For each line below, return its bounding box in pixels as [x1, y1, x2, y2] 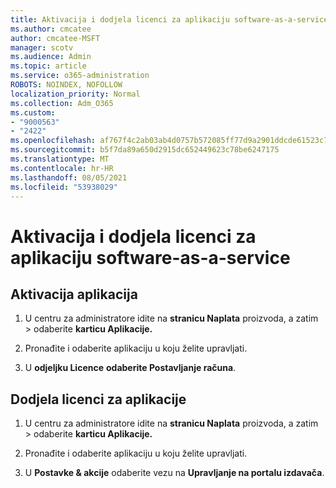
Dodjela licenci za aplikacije [10, 391, 187, 408]
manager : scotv [10, 42, 74, 53]
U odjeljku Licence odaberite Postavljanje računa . [24, 362, 237, 374]
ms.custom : [10, 107, 56, 118]
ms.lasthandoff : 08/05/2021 [10, 172, 128, 183]
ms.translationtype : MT [10, 154, 110, 164]
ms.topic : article [10, 61, 87, 71]
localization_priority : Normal [10, 89, 141, 99]
